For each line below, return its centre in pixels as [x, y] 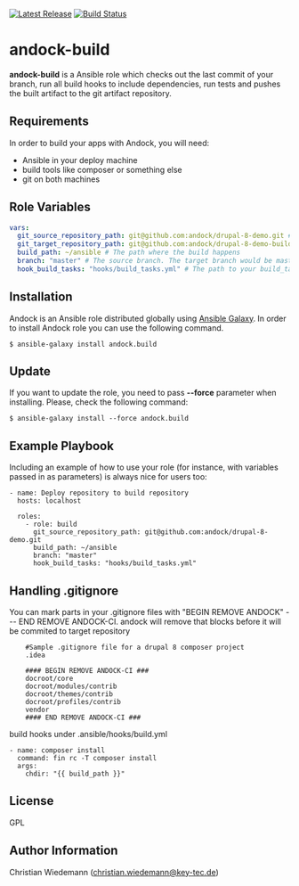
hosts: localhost [49, 501]
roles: [29, 517]
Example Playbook [61, 446]
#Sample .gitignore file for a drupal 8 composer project [135, 648]
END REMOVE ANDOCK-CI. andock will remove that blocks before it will [150, 622]
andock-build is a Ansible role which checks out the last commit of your [141, 74]
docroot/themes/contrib [69, 694]
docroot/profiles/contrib [73, 702]
